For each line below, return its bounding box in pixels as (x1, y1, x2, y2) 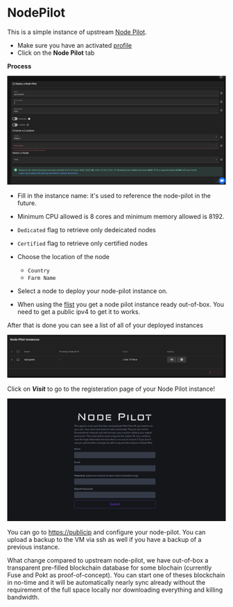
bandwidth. (7, 593, 40, 601)
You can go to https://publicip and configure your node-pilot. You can (7, 528, 206, 536)
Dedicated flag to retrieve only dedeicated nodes (17, 226, 156, 234)
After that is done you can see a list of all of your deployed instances (7, 321, 203, 330)
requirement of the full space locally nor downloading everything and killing (7, 586, 223, 594)
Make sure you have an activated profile (17, 41, 132, 49)
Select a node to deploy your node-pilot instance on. (17, 287, 168, 295)
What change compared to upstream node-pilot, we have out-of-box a (7, 556, 209, 565)
